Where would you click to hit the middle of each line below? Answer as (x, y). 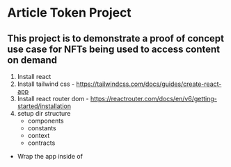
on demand (32, 60)
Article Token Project (70, 13)
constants (42, 128)
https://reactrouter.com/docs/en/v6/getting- (154, 99)
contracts (41, 143)
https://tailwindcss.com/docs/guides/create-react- (149, 84)
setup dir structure (44, 113)
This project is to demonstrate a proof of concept (116, 38)
